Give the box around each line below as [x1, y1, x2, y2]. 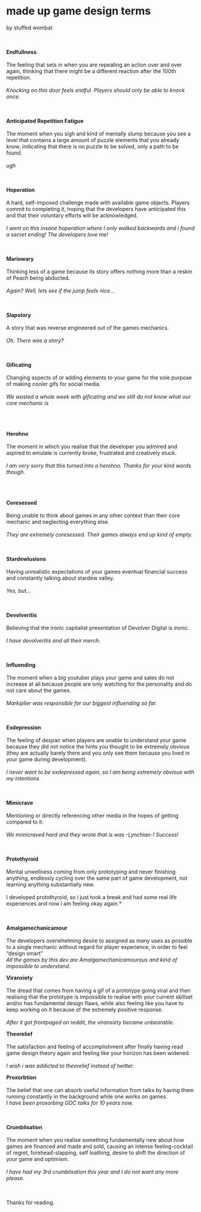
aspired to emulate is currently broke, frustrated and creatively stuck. [6, 449, 177, 456]
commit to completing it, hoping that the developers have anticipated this [6, 205, 187, 212]
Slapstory [6, 311, 31, 318]
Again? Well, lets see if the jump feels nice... [6, 287, 115, 294]
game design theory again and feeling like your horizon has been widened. [6, 1049, 190, 1056]
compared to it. [6, 818, 44, 825]
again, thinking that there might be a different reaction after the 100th [6, 67, 176, 74]
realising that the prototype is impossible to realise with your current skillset [6, 993, 193, 1000]
